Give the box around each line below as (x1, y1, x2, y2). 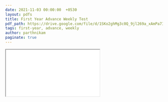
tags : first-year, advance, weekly (5, 26, 79, 31)
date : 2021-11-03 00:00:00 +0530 (5, 7, 77, 12)
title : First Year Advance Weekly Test (5, 16, 88, 21)
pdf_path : (5, 21, 26, 26)
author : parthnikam (5, 30, 46, 35)
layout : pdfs (5, 12, 32, 17)
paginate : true (5, 35, 37, 40)
